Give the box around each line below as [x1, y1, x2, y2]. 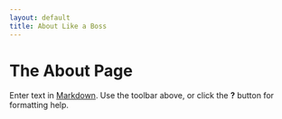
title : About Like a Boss [9, 22, 107, 31]
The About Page [9, 60, 133, 81]
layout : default [9, 13, 70, 23]
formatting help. [9, 100, 70, 111]
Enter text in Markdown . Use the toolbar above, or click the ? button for [9, 90, 274, 101]
